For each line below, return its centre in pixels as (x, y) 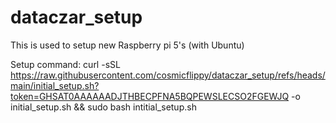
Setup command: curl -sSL (65, 64)
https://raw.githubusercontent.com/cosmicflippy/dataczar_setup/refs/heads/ (168, 75)
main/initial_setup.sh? (55, 85)
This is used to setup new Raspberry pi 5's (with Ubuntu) (127, 45)
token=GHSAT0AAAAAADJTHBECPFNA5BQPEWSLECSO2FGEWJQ (150, 96)
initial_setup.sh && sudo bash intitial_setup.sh (103, 107)
